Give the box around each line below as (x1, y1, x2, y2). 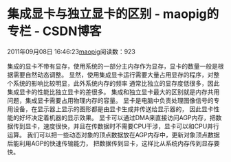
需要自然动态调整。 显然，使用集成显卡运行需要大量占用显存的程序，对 (12, 70, 214, 79)
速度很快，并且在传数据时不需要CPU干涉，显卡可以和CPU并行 (43, 121, 220, 130)
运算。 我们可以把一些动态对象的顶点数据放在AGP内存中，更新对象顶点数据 (7, 130, 220, 139)
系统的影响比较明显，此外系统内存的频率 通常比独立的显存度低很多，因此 (12, 79, 220, 87)
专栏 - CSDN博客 (7, 23, 102, 39)
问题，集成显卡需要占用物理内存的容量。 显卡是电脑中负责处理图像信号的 (7, 96, 214, 104)
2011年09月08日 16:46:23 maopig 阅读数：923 (7, 47, 136, 56)
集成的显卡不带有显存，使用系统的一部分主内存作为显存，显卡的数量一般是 (7, 62, 218, 70)
